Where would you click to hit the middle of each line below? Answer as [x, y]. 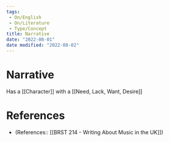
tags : [13, 12]
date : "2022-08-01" [31, 40]
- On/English [25, 17]
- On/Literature [29, 23]
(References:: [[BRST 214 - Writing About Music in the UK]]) [89, 132]
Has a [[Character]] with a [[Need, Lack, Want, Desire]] [74, 91]
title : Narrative [28, 34]
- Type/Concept [28, 28]
